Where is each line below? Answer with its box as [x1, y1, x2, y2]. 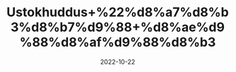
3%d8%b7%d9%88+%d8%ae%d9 [10, 19, 225, 35]
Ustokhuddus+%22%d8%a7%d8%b [6, 4, 229, 20]
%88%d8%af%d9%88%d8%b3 [19, 35, 216, 50]
